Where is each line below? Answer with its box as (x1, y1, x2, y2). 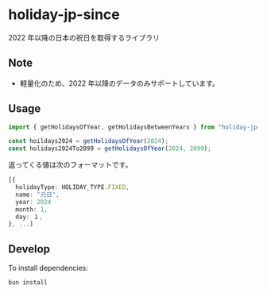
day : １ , (15, 213, 44, 221)
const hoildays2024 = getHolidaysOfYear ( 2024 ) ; (8, 137, 169, 145)
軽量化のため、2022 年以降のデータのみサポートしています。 (19, 78, 220, 88)
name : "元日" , (15, 191, 60, 199)
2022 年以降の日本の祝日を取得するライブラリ (8, 33, 161, 42)
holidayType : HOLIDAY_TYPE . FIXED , (15, 183, 130, 191)
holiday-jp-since (8, 6, 121, 24)
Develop (8, 242, 50, 256)
